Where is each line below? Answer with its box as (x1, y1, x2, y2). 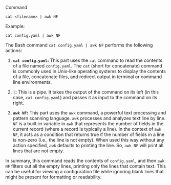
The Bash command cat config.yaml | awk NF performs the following (5, 42, 153, 48)
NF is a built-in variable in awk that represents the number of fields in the (12, 121, 164, 127)
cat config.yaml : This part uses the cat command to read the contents (12, 57, 163, 63)
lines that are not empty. (12, 148, 64, 154)
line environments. (12, 79, 52, 85)
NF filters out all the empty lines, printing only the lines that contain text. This (5, 163, 166, 169)
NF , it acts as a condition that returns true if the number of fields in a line (12, 131, 165, 137)
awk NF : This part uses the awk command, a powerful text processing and (12, 110, 166, 115)
